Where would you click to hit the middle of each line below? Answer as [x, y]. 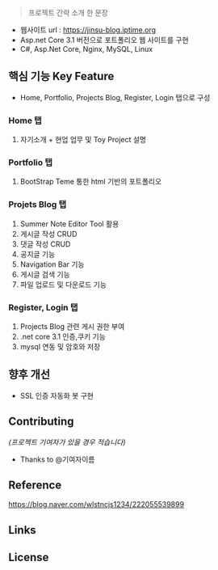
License [29, 557]
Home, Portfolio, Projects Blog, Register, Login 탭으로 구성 [115, 97]
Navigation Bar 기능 [52, 264]
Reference [35, 486]
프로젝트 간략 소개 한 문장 [68, 13]
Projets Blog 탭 [38, 205]
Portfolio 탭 [30, 163]
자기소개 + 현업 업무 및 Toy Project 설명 [83, 140]
